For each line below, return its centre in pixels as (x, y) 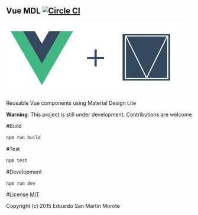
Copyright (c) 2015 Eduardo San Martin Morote (63, 206)
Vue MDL (23, 11)
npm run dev (21, 183)
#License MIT (23, 195)
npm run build (24, 137)
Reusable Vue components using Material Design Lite (71, 103)
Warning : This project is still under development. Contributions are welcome (99, 114)
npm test (17, 161)
